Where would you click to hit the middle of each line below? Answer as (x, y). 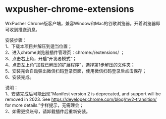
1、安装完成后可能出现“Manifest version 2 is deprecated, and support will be (83, 94)
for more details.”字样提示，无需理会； (44, 105)
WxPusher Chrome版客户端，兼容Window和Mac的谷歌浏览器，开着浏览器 (81, 23)
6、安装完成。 (20, 77)
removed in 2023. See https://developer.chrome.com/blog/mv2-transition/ (81, 99)
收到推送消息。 (25, 29)
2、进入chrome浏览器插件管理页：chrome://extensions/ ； (65, 52)
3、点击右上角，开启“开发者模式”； (41, 58)
